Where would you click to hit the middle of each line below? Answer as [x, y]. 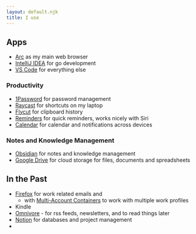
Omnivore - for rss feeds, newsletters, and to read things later [92, 213]
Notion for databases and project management [73, 219]
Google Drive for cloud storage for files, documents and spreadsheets [103, 160]
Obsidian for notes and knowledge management [75, 153]
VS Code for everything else [50, 70]
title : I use [23, 18]
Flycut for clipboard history [49, 112]
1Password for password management [63, 98]
